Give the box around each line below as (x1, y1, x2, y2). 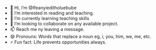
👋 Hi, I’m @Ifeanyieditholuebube (10, 5, 77, 10)
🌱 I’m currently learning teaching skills (10, 15, 90, 21)
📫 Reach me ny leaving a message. (10, 26, 85, 32)
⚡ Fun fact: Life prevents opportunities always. (10, 39, 107, 45)
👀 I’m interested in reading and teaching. (10, 10, 94, 16)
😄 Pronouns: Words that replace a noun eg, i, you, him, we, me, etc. (10, 33, 151, 39)
